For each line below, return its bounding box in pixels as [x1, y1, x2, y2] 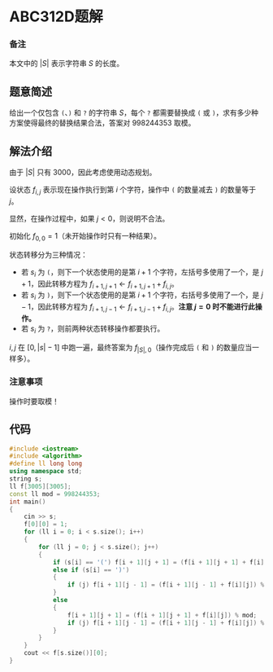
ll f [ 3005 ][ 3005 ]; [9, 482, 71, 490]
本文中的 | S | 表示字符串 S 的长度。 [9, 59, 124, 68]
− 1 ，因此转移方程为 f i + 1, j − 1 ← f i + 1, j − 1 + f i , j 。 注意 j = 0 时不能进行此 [20, 302, 255, 314]
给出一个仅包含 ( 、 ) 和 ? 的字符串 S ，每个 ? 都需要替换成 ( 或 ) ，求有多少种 [9, 108, 259, 118]
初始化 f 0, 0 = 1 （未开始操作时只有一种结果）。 [9, 231, 162, 243]
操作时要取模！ [9, 396, 59, 406]
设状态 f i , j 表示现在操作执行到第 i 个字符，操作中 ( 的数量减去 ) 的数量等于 [9, 185, 257, 196]
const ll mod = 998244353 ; [9, 490, 101, 498]
